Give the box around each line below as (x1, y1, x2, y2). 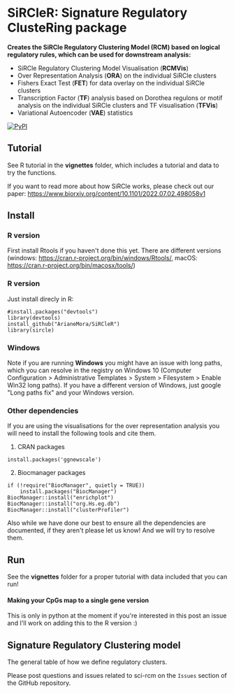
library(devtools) (7, 314, 61, 321)
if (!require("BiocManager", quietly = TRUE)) (7, 482, 145, 489)
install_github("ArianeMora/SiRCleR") (7, 320, 120, 327)
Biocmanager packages (17, 469, 86, 477)
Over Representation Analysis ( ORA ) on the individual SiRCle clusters (17, 71, 217, 80)
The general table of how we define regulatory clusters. (7, 658, 168, 666)
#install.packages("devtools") (7, 308, 98, 316)
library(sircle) (7, 327, 54, 334)
